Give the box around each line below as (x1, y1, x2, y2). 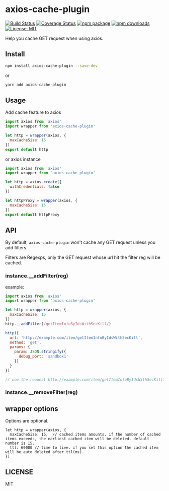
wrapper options (5, 404, 59, 413)
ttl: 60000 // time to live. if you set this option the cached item (10, 445, 158, 450)
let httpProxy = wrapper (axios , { (5, 198, 78, 203)
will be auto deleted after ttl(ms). (5, 450, 84, 455)
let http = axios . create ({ (5, 180, 62, 185)
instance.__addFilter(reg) (5, 272, 68, 279)
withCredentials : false (10, 184, 59, 189)
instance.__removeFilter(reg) (5, 389, 78, 396)
